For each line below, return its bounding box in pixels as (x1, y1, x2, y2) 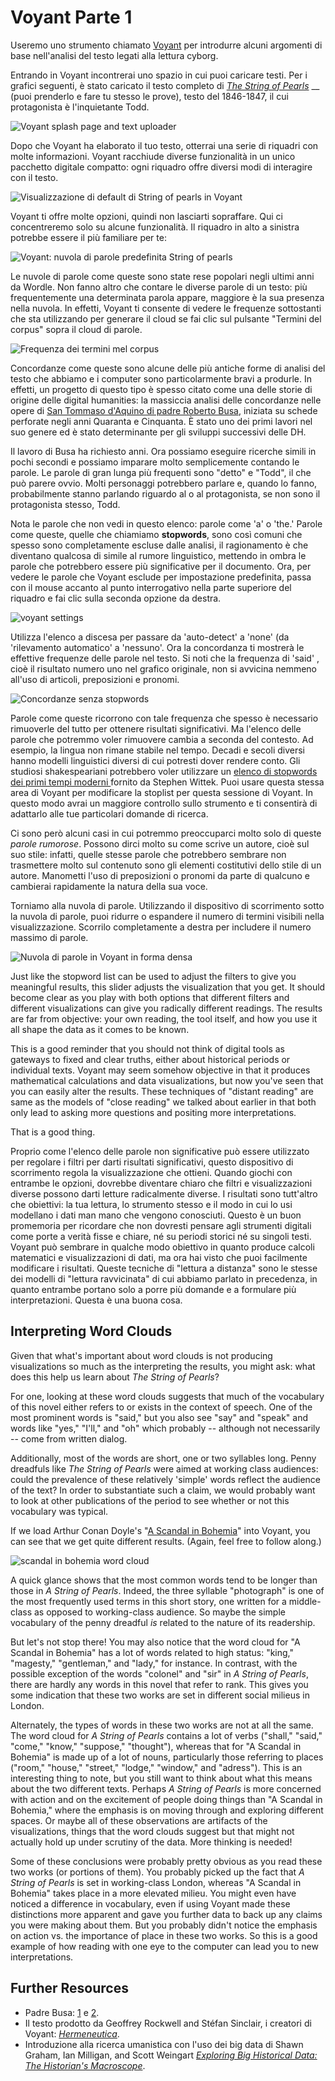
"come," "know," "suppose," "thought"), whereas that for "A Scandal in (10, 1740, 302, 1752)
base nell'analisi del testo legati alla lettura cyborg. (10, 49, 219, 61)
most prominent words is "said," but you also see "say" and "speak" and (10, 1411, 309, 1423)
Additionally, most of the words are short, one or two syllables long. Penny (10, 1452, 317, 1464)
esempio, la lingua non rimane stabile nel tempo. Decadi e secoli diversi (10, 744, 305, 756)
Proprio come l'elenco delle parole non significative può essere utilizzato (10, 1145, 310, 1157)
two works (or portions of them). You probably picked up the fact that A (10, 1866, 305, 1878)
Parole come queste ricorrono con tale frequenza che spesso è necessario (10, 712, 319, 724)
